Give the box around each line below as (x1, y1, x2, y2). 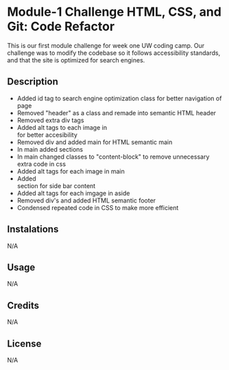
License (7, 338, 42, 349)
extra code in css (16, 159, 67, 168)
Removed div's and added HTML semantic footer (16, 196, 156, 205)
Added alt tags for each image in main (16, 167, 125, 175)
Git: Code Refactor (7, 19, 115, 34)
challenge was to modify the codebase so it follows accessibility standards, (7, 49, 221, 57)
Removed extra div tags (16, 116, 84, 124)
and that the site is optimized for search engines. (7, 56, 145, 64)
